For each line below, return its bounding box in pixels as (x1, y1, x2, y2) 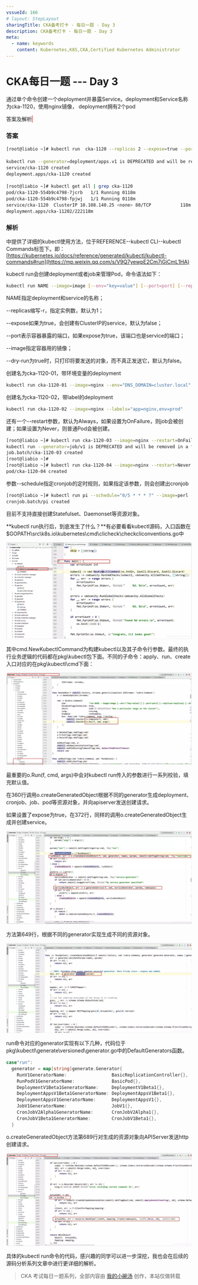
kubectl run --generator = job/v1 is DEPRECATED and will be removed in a (6, 443, 189, 450)
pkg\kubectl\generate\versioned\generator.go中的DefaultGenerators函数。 (6, 1047, 187, 1054)
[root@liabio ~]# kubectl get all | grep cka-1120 (6, 184, 133, 189)
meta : (6, 34, 19, 41)
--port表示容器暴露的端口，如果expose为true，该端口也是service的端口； (6, 332, 185, 339)
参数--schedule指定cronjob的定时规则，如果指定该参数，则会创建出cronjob (6, 480, 189, 487)
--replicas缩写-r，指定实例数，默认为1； (6, 307, 104, 314)
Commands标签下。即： (6, 246, 65, 253)
